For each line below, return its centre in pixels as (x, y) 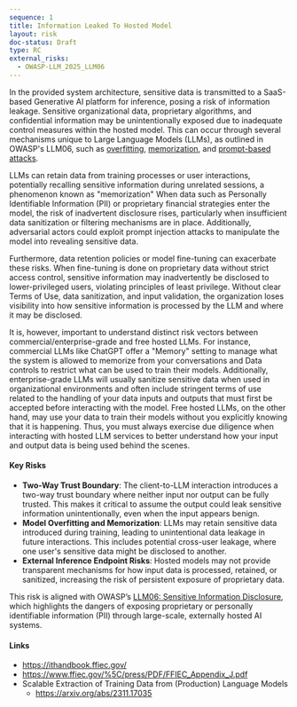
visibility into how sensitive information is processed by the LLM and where (146, 305)
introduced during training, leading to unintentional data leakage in (144, 532)
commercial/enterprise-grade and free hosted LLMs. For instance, (130, 342)
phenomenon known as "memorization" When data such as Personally (138, 194)
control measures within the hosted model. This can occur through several (145, 130)
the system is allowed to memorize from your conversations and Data (136, 360)
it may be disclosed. (46, 315)
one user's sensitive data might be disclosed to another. (124, 552)
